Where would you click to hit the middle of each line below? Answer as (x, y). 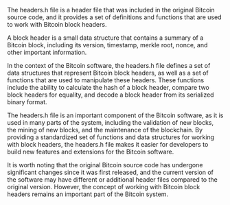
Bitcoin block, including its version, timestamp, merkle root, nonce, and (107, 45)
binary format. (27, 102)
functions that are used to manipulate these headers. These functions (106, 80)
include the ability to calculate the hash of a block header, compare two (108, 87)
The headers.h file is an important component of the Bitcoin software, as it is (115, 115)
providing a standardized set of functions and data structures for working (111, 137)
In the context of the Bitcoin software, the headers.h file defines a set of (109, 65)
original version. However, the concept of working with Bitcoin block (104, 187)
